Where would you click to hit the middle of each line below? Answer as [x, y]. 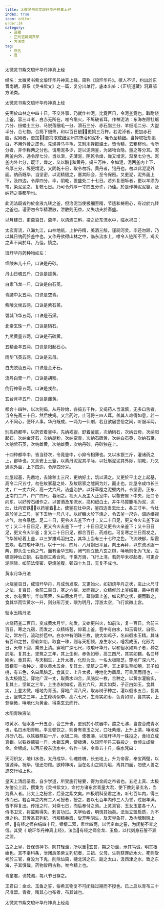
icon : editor [18, 19]
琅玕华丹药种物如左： [26, 253]
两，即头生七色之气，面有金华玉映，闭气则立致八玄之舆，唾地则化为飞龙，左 [82, 551]
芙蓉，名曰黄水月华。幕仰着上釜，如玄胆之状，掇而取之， [101, 596]
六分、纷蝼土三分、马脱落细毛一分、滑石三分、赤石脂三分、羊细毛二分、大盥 [82, 126]
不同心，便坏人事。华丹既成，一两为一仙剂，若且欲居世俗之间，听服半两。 [84, 422]
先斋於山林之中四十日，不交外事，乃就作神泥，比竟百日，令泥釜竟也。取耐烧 [82, 113]
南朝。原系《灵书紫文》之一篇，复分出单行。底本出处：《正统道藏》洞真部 [83, 86]
